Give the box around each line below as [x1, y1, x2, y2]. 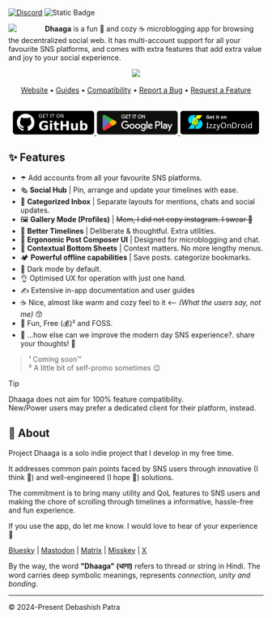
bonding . [8, 578, 39, 588]
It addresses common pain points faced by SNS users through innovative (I [8, 463, 259, 474]
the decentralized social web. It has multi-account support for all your [8, 36, 241, 45]
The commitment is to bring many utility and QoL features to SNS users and [8, 487, 261, 498]
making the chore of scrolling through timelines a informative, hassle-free [8, 496, 253, 506]
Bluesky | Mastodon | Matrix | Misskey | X [8, 545, 147, 555]
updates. [19, 205, 50, 215]
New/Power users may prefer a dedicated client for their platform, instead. [8, 402, 257, 413]
